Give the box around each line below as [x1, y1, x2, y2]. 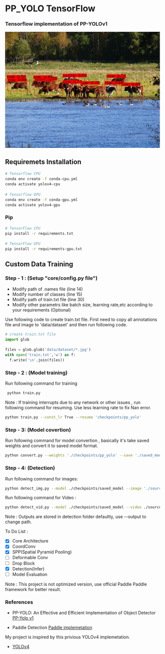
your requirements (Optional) [12, 307, 71, 313]
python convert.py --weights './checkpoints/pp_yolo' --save [5, 453, 133, 458]
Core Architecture [12, 538, 49, 544]
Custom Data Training [5, 260, 74, 268]
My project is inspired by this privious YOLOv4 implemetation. [5, 634, 130, 640]
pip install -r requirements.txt [5, 231, 74, 236]
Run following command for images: [5, 476, 78, 482]
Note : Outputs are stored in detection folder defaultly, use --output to [5, 514, 146, 520]
